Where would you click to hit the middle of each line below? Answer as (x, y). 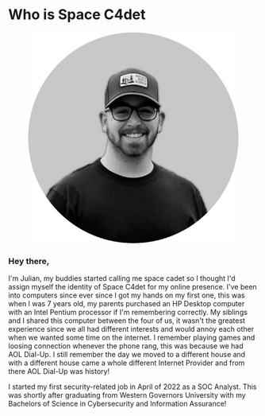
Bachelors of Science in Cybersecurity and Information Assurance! (117, 404)
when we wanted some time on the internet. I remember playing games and (132, 338)
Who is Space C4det (77, 15)
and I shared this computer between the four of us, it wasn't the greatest (127, 321)
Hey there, (29, 261)
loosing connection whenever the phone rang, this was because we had (126, 346)
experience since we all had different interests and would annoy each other (131, 329)
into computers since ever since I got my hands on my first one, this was (127, 295)
